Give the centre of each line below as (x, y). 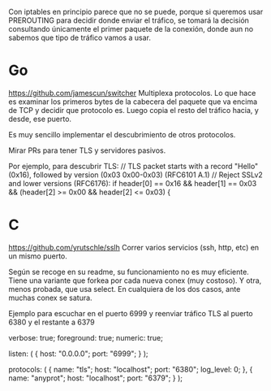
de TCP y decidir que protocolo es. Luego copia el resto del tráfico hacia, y (134, 110)
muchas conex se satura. (50, 298)
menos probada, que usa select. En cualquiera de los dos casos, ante (125, 289)
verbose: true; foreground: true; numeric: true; (86, 337)
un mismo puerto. (38, 256)
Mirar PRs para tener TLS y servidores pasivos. (87, 150)
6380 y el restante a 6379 (52, 322)
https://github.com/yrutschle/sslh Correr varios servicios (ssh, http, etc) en (134, 247)
